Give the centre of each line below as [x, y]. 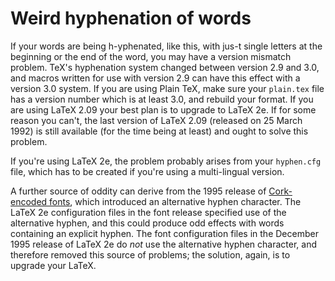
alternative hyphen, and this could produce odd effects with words [147, 223]
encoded [29, 201]
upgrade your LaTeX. [53, 265]
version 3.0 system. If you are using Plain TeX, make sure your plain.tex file [167, 88]
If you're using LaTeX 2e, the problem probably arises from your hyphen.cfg [166, 161]
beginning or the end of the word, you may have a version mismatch [151, 56]
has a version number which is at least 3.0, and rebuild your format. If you [162, 99]
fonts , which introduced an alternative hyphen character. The [175, 201]
